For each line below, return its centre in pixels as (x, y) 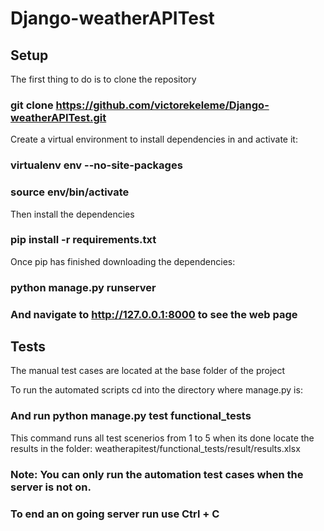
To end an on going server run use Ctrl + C (115, 514)
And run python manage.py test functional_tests (131, 416)
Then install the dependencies (72, 214)
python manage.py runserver (83, 287)
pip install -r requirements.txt (83, 240)
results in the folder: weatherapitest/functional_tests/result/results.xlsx (155, 448)
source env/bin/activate (70, 192)
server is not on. (51, 487)
